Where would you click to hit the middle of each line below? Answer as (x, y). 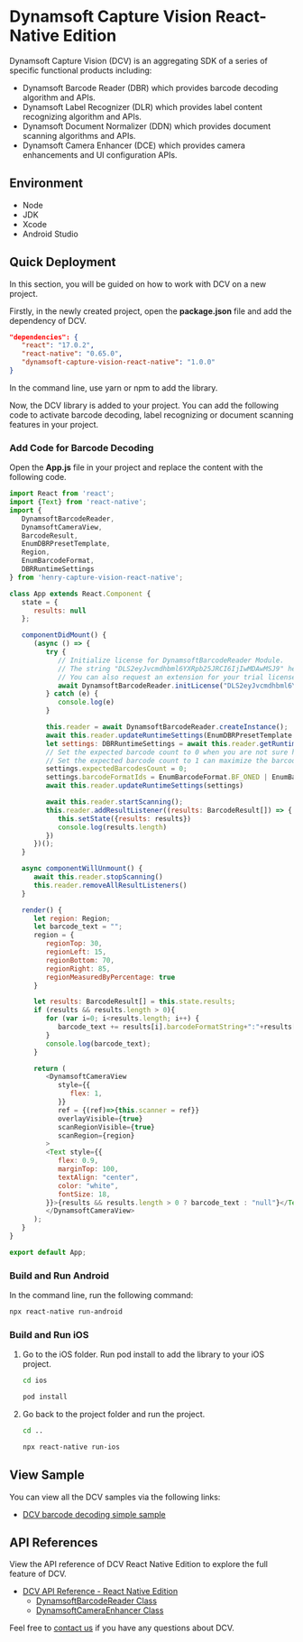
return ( (50, 1068)
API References (54, 1543)
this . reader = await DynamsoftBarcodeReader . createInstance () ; (167, 727)
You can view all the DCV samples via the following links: (115, 1497)
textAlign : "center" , (98, 1177)
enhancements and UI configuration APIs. (100, 154)
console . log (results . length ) (112, 827)
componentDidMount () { (64, 635)
